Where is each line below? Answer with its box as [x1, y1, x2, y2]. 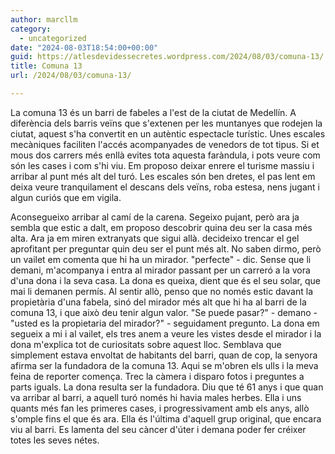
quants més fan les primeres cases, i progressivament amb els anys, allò [10, 402, 310, 414]
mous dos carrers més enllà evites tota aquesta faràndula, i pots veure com [10, 149, 321, 161]
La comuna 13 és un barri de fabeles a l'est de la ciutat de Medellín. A [10, 106, 297, 118]
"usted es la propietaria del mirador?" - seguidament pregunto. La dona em [10, 317, 320, 329]
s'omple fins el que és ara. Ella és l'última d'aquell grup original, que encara [10, 412, 322, 425]
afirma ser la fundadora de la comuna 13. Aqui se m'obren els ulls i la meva [10, 359, 319, 371]
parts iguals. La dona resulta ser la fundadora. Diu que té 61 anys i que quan [10, 381, 324, 393]
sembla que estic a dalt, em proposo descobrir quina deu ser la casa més [10, 221, 313, 233]
